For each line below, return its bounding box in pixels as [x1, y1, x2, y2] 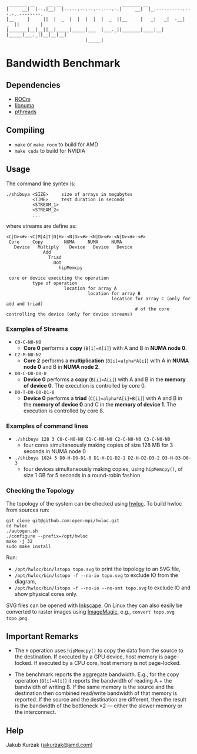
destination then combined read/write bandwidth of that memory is [14, 690, 178, 697]
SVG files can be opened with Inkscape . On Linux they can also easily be [6, 602, 183, 609]
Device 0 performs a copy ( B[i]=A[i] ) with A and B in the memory [23, 376, 186, 383]
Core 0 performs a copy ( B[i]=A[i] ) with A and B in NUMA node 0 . [23, 344, 187, 352]
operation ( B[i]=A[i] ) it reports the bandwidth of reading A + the [14, 677, 172, 684]
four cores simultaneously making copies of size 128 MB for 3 [23, 441, 173, 449]
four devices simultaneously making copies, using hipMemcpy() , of [23, 465, 183, 473]
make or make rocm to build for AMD [14, 140, 99, 148]
